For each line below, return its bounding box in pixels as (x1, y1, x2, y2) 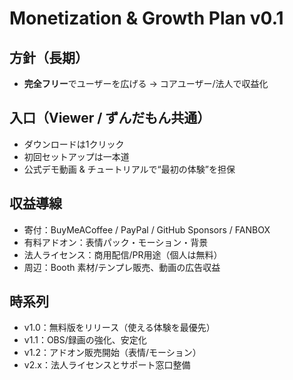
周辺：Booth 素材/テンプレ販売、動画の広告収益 (23, 261, 221, 273)
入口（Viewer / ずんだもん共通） (9, 110, 211, 127)
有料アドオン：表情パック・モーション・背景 (23, 236, 209, 248)
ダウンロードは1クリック (23, 138, 125, 150)
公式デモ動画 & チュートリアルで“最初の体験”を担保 (23, 163, 236, 175)
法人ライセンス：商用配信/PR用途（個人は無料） (23, 248, 223, 261)
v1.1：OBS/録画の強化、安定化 (23, 334, 147, 346)
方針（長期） (9, 49, 89, 66)
